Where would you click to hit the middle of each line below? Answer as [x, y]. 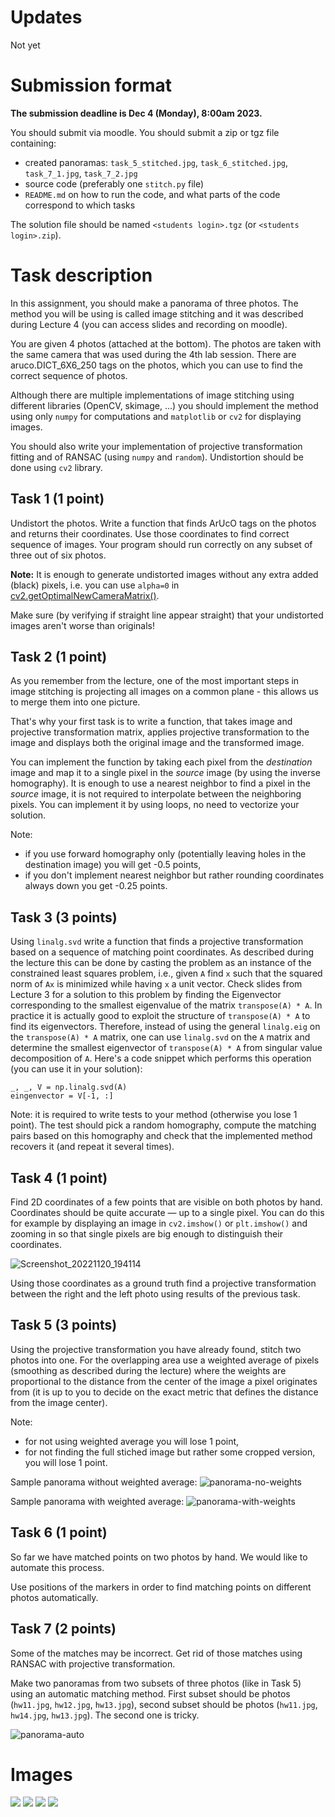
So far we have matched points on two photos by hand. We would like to [159, 1557]
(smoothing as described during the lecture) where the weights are [148, 1370]
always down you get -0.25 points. [96, 886]
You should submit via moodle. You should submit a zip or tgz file [145, 132]
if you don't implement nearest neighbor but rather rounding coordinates [174, 875]
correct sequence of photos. [69, 375]
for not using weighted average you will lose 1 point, [132, 1441]
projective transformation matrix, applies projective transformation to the [160, 732]
